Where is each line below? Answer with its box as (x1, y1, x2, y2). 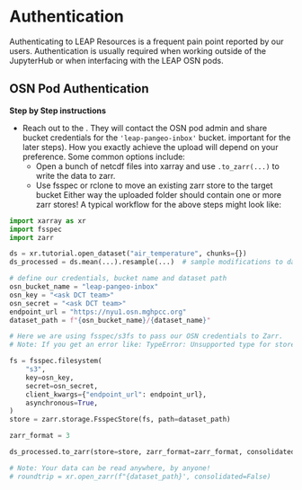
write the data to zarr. (35, 170, 116, 181)
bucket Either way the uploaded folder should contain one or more (35, 189, 282, 200)
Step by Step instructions (9, 105, 106, 116)
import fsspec (9, 225, 63, 234)
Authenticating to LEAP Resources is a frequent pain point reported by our (9, 36, 284, 47)
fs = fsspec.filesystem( (9, 357, 102, 366)
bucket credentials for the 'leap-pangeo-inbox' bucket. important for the (22, 132, 291, 143)
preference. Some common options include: (22, 151, 186, 162)
